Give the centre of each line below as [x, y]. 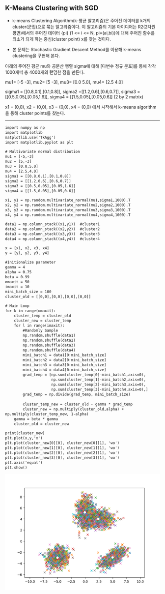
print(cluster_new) [25, 433]
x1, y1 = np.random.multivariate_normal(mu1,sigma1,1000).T [68, 200]
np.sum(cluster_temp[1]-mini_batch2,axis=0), [99, 380]
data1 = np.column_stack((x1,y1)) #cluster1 [52, 224]
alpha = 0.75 [18, 272]
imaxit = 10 [17, 287]
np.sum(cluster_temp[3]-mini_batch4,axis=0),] [100, 389]
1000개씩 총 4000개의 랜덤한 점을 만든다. [45, 72]
